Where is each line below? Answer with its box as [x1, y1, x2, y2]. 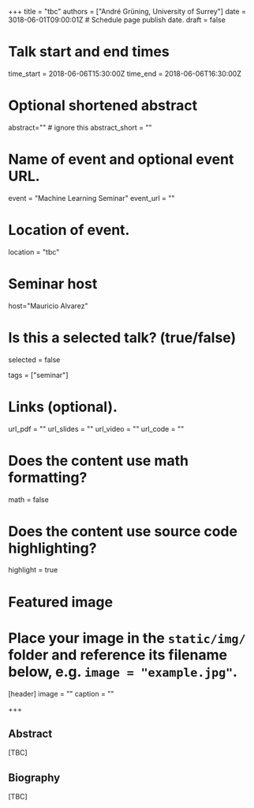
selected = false [8, 355, 61, 364]
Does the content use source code [8, 522, 238, 540]
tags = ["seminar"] [8, 370, 69, 379]
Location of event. [8, 221, 130, 239]
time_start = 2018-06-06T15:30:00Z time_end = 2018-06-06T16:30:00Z [8, 69, 242, 78]
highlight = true [8, 565, 58, 575]
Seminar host [8, 274, 98, 293]
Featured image [8, 593, 113, 611]
